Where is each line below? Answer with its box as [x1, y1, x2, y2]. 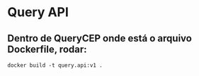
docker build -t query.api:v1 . [7, 62, 103, 69]
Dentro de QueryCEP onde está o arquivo [7, 32, 193, 44]
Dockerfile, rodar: [7, 43, 87, 55]
